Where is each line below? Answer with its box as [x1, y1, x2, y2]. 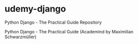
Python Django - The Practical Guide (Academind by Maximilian [4, 29, 134, 34]
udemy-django [4, 3, 66, 15]
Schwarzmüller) [4, 34, 37, 40]
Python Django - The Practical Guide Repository [4, 19, 102, 25]
